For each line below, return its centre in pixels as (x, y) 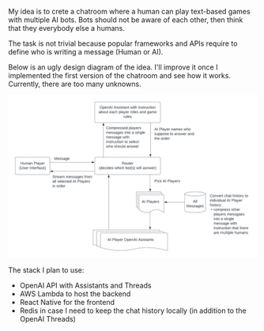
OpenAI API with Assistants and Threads (85, 285)
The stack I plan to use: (46, 270)
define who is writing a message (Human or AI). (86, 52)
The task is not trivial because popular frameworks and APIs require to (123, 43)
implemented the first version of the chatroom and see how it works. (120, 75)
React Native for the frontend (67, 302)
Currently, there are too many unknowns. (75, 84)
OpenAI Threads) (48, 318)
